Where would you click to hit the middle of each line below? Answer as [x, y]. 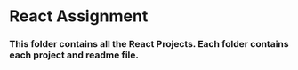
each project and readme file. [74, 55]
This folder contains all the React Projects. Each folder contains [149, 44]
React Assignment [79, 16]
